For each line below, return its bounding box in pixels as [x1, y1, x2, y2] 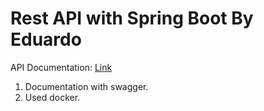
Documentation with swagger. [24, 80, 149, 92]
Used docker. [24, 91, 81, 103]
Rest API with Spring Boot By [10, 7, 254, 30]
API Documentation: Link [10, 61, 113, 73]
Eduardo [10, 28, 82, 51]
